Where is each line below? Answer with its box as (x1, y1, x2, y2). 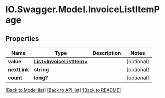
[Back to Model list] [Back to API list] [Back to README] (5, 87, 121, 93)
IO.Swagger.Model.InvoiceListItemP (5, 4, 160, 15)
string (34, 66, 49, 73)
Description (92, 50, 121, 56)
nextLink (8, 66, 29, 73)
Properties (5, 34, 39, 43)
